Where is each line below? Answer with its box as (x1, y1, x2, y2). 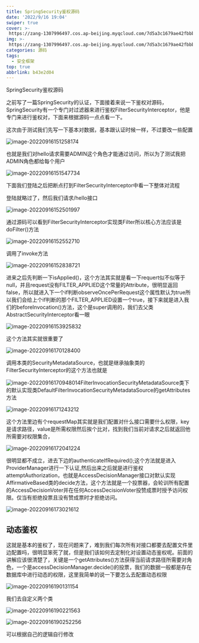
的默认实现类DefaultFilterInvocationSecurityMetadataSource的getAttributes (6, 386, 191, 394)
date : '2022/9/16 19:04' (6, 14, 68, 20)
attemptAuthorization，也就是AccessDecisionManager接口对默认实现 (6, 472, 176, 479)
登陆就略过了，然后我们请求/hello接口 (6, 194, 98, 201)
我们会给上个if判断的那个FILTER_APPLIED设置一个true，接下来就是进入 (11, 296, 185, 303)
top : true (6, 63, 31, 70)
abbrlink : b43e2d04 (6, 69, 54, 75)
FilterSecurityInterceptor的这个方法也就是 (6, 367, 108, 374)
